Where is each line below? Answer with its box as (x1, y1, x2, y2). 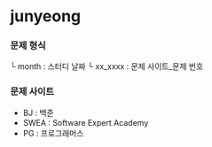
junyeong (10, 6, 82, 27)
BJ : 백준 (22, 107, 54, 118)
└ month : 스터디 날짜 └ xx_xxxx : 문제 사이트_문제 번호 (10, 61, 204, 72)
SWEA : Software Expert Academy (22, 117, 149, 128)
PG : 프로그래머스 (22, 128, 84, 138)
